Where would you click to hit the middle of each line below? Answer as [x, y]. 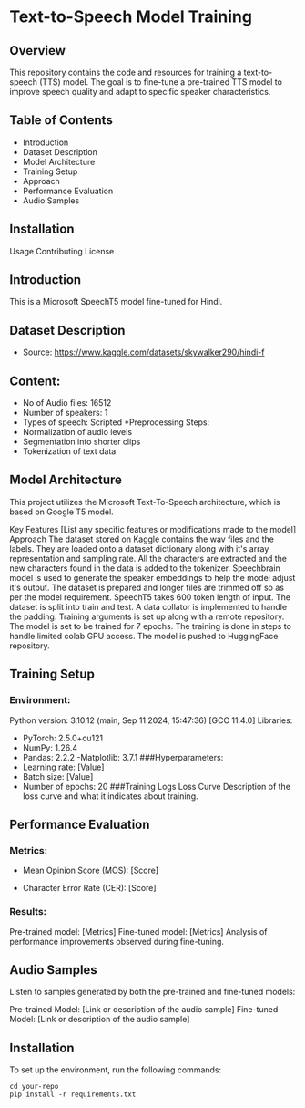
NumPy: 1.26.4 [50, 747]
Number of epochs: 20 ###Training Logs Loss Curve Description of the [157, 786]
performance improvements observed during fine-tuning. [117, 941]
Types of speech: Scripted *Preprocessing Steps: [116, 422]
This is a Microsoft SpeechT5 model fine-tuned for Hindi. [116, 302]
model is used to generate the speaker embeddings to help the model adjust [152, 577]
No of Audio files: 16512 [67, 403]
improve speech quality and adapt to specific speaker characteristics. [140, 92]
